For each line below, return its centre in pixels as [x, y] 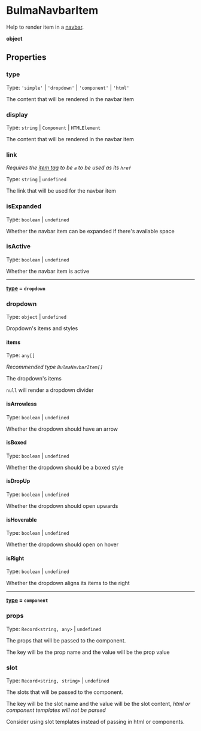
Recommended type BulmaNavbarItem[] [55, 367]
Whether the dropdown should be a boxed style [65, 467]
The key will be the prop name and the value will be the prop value [88, 652]
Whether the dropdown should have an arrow [62, 429]
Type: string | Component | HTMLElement [53, 127]
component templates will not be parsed [56, 710]
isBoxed [16, 443]
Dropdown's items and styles [42, 328]
